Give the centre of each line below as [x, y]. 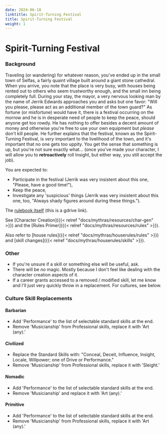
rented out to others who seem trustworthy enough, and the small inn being [83, 91]
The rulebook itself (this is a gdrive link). [47, 210]
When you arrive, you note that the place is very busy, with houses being [80, 85]
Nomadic [15, 376]
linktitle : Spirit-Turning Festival [43, 14]
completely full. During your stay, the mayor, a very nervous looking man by [83, 96]
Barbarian [16, 310]
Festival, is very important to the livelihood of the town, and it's [87, 138]
